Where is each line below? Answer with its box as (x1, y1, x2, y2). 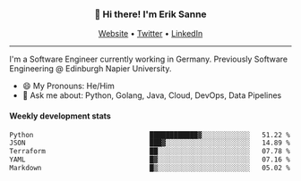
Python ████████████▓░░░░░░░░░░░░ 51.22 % (9, 130, 291, 139)
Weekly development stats (9, 111, 112, 121)
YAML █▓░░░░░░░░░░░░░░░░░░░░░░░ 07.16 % (9, 155, 291, 164)
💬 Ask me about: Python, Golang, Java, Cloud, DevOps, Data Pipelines (21, 90, 282, 101)
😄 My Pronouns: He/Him (21, 80, 115, 92)
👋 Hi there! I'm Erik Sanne (93, 8, 208, 21)
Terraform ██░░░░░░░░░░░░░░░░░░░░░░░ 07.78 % (9, 147, 291, 156)
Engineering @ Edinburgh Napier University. (9, 63, 172, 74)
